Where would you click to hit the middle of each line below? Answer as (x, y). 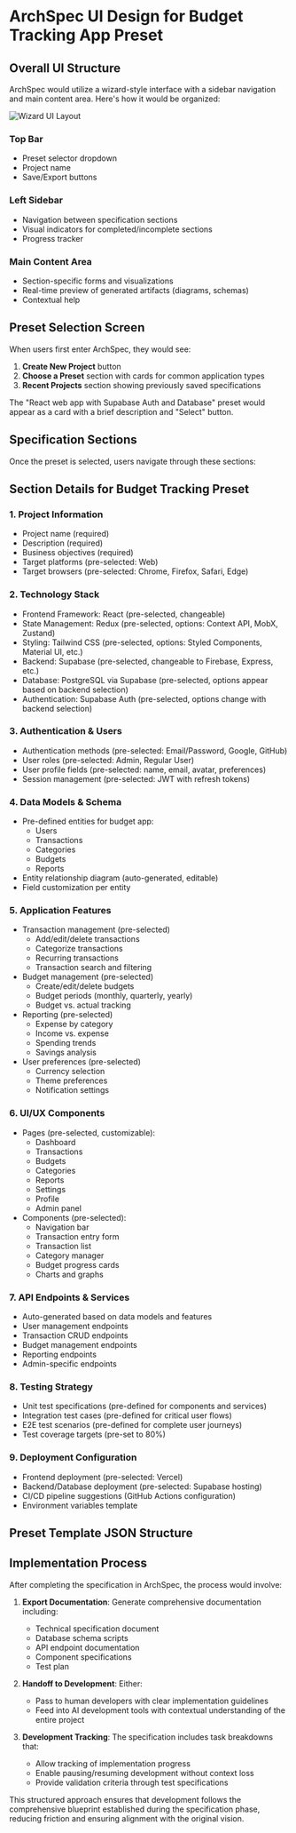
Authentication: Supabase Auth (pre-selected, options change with (144, 698)
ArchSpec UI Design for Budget (126, 16)
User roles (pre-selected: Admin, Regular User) (108, 760)
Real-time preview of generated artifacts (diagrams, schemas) (136, 290)
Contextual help (51, 299)
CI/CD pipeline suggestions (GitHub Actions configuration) (129, 1495)
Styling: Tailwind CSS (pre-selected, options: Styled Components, (142, 642)
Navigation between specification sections (100, 219)
